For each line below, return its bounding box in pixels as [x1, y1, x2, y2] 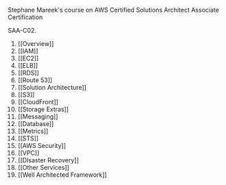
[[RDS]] [17, 69, 40, 77]
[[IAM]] [17, 47, 38, 55]
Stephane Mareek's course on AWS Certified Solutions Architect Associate [8, 6, 219, 14]
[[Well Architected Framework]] [17, 171, 107, 179]
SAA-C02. [8, 27, 37, 34]
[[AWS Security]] [17, 142, 66, 149]
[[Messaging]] [17, 112, 58, 121]
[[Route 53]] [17, 76, 53, 84]
